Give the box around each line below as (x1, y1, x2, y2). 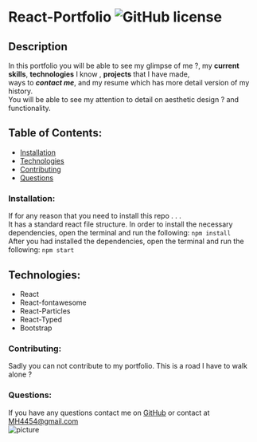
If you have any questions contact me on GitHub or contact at (8, 408, 210, 417)
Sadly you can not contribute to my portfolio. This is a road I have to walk (8, 361, 248, 371)
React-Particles (19, 306, 71, 315)
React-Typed (19, 314, 62, 324)
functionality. (8, 104, 52, 112)
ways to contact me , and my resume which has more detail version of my (8, 78, 250, 87)
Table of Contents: (8, 126, 103, 140)
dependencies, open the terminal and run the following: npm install (8, 228, 232, 238)
